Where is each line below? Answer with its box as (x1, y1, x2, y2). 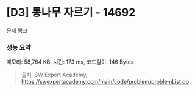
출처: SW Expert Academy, (21, 71, 88, 79)
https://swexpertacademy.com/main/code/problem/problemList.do (21, 78, 190, 86)
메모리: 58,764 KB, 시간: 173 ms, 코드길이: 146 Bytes (6, 58, 134, 66)
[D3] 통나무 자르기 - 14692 (6, 5, 136, 19)
